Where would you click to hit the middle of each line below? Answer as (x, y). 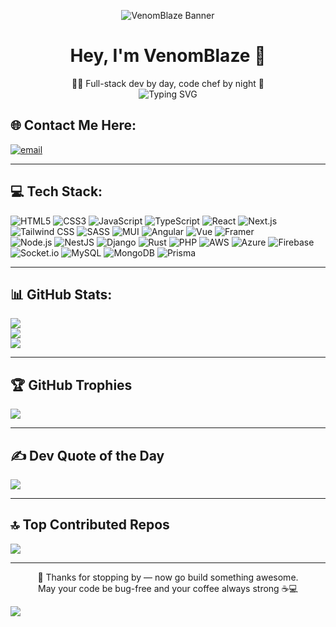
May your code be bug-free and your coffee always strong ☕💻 (168, 588)
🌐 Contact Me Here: (73, 125)
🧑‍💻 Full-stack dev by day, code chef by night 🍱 (168, 83)
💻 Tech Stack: (56, 191)
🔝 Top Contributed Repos (90, 525)
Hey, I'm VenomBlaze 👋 (168, 56)
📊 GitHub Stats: (61, 294)
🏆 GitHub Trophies (71, 385)
